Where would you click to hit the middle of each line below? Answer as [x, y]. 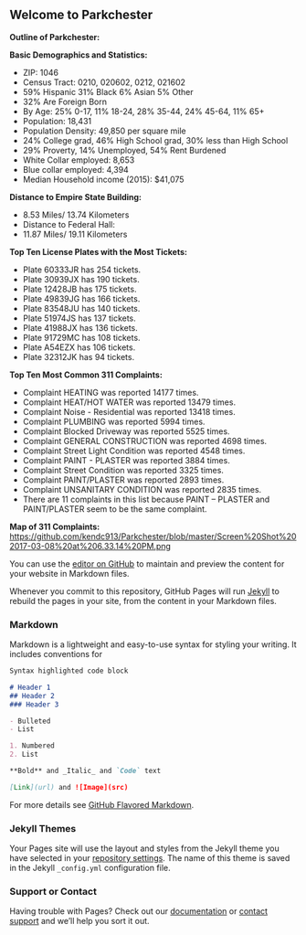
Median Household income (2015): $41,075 [103, 179]
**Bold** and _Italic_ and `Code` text [85, 771]
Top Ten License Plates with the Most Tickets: [98, 251]
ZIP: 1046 [41, 72]
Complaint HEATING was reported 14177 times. [111, 392]
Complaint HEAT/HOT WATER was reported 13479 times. [129, 402]
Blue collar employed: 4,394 [76, 169]
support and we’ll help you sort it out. [79, 921]
